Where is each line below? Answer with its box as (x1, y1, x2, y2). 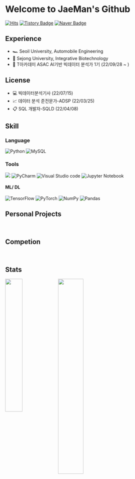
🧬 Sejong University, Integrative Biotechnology (12, 55, 108, 61)
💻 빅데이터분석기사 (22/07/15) (12, 90, 73, 96)
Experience (5, 34, 41, 43)
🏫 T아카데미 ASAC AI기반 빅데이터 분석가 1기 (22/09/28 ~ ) (12, 61, 129, 67)
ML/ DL (5, 184, 20, 190)
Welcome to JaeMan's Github (5, 3, 130, 15)
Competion (5, 237, 41, 246)
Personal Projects (5, 210, 61, 218)
